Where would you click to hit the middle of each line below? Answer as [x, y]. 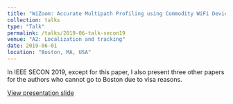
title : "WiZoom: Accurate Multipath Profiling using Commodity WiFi [108, 14]
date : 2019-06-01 [32, 46]
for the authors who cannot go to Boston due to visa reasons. [95, 79]
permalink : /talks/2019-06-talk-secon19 [67, 33]
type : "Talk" [26, 26]
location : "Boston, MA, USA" [49, 53]
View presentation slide [41, 93]
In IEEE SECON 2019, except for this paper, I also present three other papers [116, 72]
